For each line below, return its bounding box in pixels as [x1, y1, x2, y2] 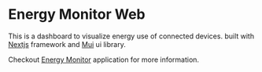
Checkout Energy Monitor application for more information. [8, 55, 199, 64]
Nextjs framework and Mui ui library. [8, 39, 126, 49]
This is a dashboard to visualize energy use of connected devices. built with [8, 31, 254, 41]
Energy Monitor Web [8, 5, 146, 23]
